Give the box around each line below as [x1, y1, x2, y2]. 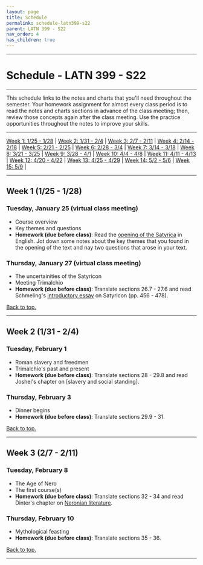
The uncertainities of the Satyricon [14, 273, 101, 280]
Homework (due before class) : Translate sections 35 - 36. [14, 534, 161, 541]
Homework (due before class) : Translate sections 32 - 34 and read [14, 492, 184, 500]
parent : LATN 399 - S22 [6, 25, 66, 32]
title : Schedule [6, 15, 47, 21]
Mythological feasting [14, 528, 69, 535]
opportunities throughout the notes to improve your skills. [6, 120, 149, 127]
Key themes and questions [14, 224, 82, 231]
